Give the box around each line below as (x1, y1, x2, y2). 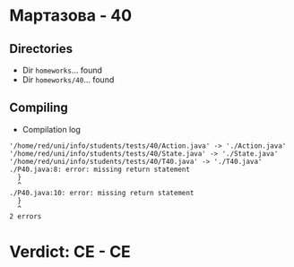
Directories (9, 41, 73, 56)
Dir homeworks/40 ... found (22, 74, 115, 85)
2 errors (9, 211, 42, 220)
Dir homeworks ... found (22, 65, 103, 75)
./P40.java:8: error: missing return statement (9, 165, 191, 174)
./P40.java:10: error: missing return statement (9, 188, 195, 197)
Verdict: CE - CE (9, 242, 132, 262)
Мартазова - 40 (9, 5, 133, 26)
